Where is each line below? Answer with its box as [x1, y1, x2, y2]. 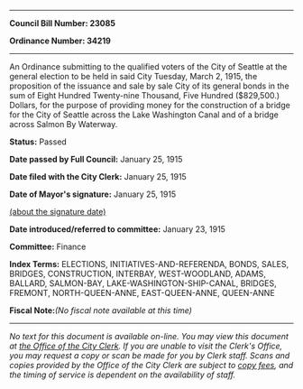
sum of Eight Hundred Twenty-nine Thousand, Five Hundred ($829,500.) [9, 90, 280, 100]
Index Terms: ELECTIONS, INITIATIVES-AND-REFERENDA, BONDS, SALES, [9, 259, 289, 269]
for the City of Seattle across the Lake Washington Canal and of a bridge [9, 109, 280, 120]
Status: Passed [9, 136, 68, 147]
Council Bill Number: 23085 [9, 18, 115, 28]
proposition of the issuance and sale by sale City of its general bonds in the [9, 80, 290, 91]
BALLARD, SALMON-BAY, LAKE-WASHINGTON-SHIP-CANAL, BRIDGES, [9, 278, 277, 289]
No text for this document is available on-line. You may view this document [9, 331, 289, 341]
